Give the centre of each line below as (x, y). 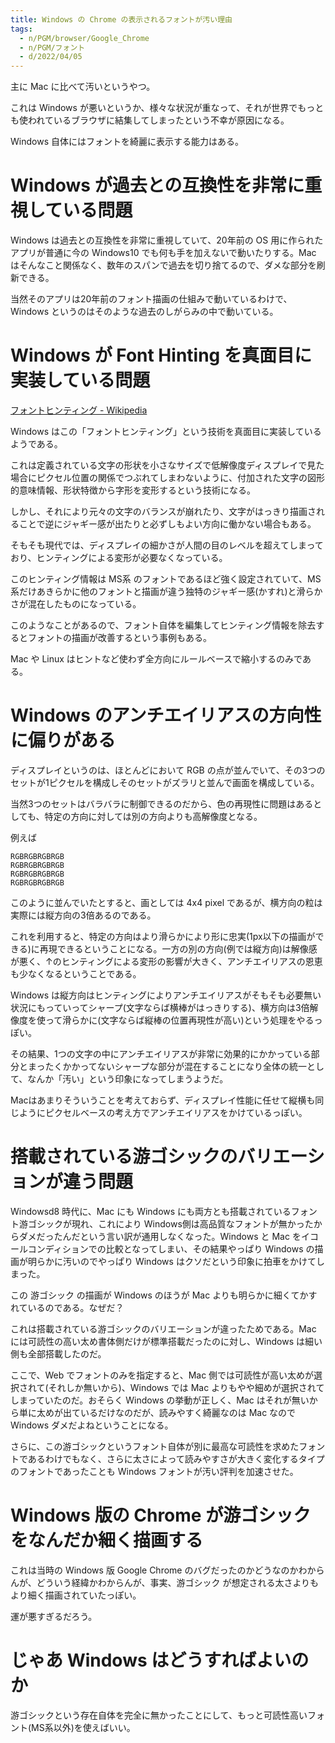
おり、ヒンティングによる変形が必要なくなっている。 (119, 557)
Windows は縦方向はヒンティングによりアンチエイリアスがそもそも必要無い (166, 995)
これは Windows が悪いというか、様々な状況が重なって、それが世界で (154, 108)
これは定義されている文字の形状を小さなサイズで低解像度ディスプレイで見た (167, 465)
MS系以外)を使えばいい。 (83, 1727)
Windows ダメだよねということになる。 (92, 1425)
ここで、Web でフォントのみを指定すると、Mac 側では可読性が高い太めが (162, 1375)
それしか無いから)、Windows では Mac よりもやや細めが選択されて (186, 1387)
